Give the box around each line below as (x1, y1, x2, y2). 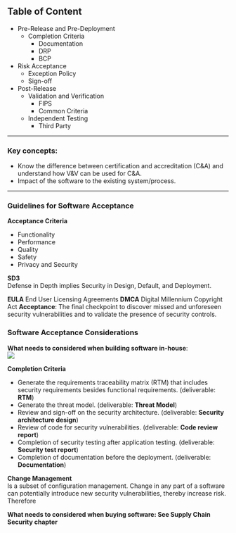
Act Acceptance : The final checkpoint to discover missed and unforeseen (7, 303, 222, 311)
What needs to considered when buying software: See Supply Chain (7, 510, 211, 518)
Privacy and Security (17, 261, 79, 269)
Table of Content (7, 6, 82, 18)
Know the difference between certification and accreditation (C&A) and (17, 162, 223, 170)
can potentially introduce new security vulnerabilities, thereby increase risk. (7, 489, 226, 497)
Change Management (7, 474, 72, 482)
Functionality (17, 230, 55, 239)
